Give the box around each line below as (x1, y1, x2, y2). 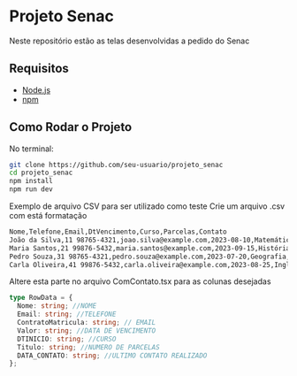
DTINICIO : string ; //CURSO (17, 334, 117, 343)
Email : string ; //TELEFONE (17, 310, 117, 319)
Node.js (21, 84, 51, 95)
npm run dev (9, 185, 53, 194)
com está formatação (9, 211, 88, 221)
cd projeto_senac (9, 168, 73, 178)
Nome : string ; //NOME (17, 302, 97, 311)
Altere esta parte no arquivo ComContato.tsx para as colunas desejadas (9, 276, 271, 287)
